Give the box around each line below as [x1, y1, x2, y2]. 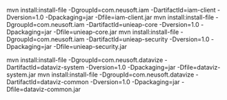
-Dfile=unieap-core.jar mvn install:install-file [53, 28, 179, 36]
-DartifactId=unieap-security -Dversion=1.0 [86, 35, 210, 43]
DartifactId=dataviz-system [6, 63, 85, 71]
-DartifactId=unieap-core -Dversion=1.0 [86, 21, 199, 28]
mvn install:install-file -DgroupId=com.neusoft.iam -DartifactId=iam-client [6, 6, 216, 14]
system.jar [6, 70, 37, 79]
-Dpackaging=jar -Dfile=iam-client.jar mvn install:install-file [45, 13, 215, 21]
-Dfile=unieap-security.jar [53, 43, 128, 50]
